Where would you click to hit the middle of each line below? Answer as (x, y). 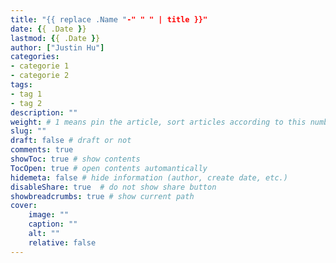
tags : (21, 85)
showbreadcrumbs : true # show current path (102, 196)
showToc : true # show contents (75, 159)
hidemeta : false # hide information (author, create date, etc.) (149, 177)
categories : (35, 57)
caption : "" (53, 224)
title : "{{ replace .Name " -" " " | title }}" (109, 19)
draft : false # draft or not (71, 141)
